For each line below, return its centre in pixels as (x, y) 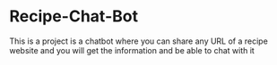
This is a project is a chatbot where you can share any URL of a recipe (139, 41)
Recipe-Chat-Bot (74, 16)
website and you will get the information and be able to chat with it (132, 50)
